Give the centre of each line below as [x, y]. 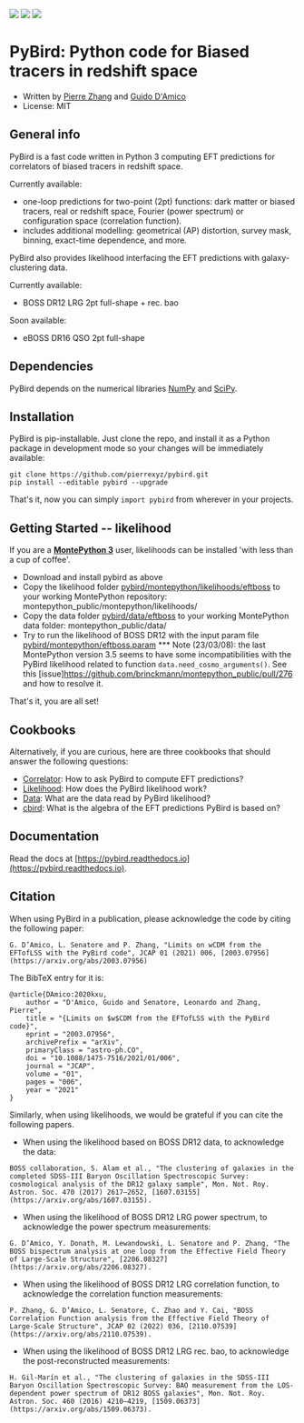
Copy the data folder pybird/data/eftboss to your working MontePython [156, 616]
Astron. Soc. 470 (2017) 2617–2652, [78, 1192]
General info [45, 135]
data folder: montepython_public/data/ [94, 626]
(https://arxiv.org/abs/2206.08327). [81, 1267]
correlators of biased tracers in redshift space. [96, 166]
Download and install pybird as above [93, 577]
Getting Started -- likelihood [91, 528]
